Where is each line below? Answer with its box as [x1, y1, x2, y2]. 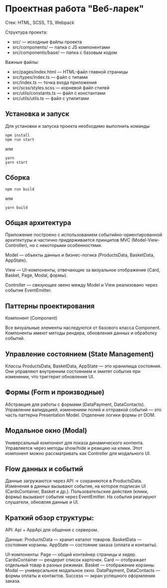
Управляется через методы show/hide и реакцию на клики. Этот [5, 445, 143, 451]
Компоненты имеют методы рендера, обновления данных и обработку [5, 330, 158, 336]
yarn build [5, 205, 28, 210]
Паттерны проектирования [5, 301, 95, 310]
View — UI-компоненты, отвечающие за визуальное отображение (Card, [5, 267, 161, 273]
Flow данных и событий [5, 465, 83, 473]
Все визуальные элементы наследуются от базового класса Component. [5, 325, 161, 331]
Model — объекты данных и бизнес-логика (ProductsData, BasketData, [5, 252, 155, 258]
